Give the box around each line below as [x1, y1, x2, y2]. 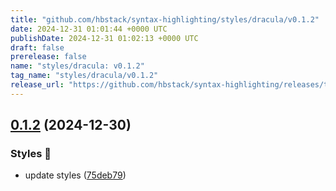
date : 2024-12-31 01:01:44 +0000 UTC [10, 24, 168, 34]
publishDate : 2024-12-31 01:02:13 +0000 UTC [10, 33, 199, 43]
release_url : [10, 80, 65, 90]
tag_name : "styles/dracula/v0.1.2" [10, 71, 159, 81]
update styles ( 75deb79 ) [24, 169, 127, 181]
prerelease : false [10, 52, 87, 62]
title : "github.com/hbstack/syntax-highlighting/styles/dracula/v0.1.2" [10, 14, 320, 25]
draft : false [10, 42, 65, 53]
